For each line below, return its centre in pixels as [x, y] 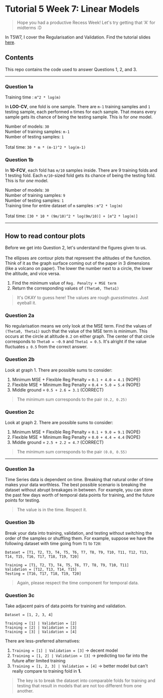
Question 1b [19, 159]
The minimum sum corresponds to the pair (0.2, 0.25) [72, 399]
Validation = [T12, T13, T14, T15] [41, 569]
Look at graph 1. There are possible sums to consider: [59, 370]
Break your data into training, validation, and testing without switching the [79, 533]
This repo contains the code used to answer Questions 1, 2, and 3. [71, 69]
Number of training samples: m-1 [37, 132]
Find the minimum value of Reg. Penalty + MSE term [64, 283]
